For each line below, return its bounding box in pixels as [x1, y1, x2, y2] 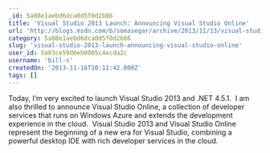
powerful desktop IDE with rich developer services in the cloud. [8, 135, 219, 145]
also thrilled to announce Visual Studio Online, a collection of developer [8, 102, 245, 111]
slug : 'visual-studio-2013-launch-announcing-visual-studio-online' [8, 42, 243, 50]
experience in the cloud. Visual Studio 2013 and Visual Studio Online [8, 119, 237, 128]
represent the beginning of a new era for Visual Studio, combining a [8, 127, 233, 137]
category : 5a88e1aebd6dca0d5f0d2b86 [8, 34, 131, 42]
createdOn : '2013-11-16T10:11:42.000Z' [8, 64, 142, 72]
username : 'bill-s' [8, 57, 74, 65]
